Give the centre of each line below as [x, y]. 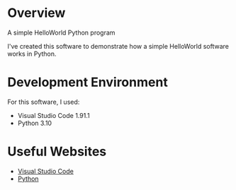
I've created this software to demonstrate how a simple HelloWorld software [118, 46]
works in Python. [32, 54]
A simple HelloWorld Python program [61, 32]
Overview [36, 13]
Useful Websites [57, 152]
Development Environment [88, 82]
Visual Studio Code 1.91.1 [54, 115]
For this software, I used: [44, 102]
